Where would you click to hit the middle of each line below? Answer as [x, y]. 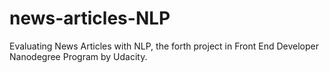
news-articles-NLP [90, 18]
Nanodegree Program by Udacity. [78, 56]
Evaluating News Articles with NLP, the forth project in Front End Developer [164, 46]
